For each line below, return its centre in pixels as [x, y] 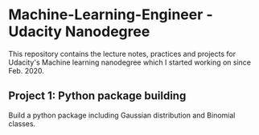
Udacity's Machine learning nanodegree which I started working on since [130, 62]
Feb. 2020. [26, 70]
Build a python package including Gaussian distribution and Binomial [122, 115]
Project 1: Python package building [97, 96]
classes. [22, 123]
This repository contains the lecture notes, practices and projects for [122, 54]
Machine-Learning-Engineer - [111, 15]
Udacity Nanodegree [79, 32]
